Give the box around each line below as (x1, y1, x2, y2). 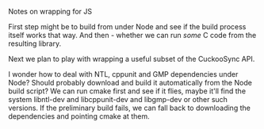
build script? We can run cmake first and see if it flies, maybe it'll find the (8, 86, 247, 96)
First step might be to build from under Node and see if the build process (8, 22, 247, 31)
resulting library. (8, 39, 62, 48)
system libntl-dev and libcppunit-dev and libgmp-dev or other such (8, 95, 228, 104)
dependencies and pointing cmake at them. (8, 112, 150, 121)
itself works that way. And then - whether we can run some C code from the (8, 31, 257, 40)
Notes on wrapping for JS (8, 7, 93, 16)
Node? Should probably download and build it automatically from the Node (8, 78, 252, 87)
